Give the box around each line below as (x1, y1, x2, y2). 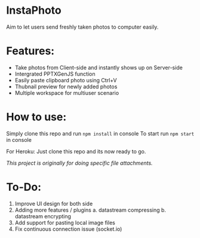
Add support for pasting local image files (14, 219, 115, 226)
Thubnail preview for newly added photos (14, 83, 118, 90)
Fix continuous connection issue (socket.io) (14, 225, 122, 233)
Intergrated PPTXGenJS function (14, 70, 96, 78)
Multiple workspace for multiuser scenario (14, 89, 119, 96)
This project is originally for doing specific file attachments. (6, 159, 153, 166)
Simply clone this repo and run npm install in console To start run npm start (6, 129, 195, 137)
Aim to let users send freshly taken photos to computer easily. (6, 23, 159, 30)
